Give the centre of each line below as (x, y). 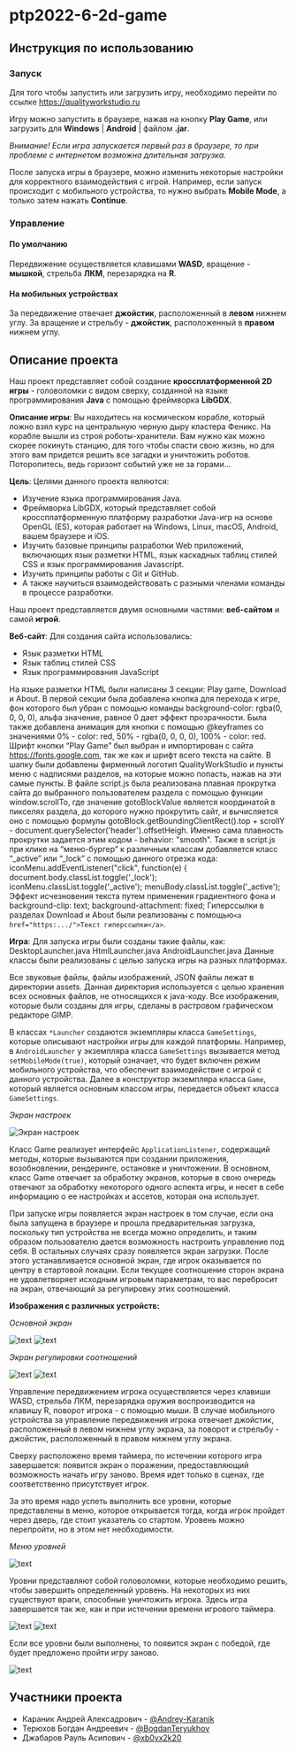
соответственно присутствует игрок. (79, 1484)
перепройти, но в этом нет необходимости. (92, 1529)
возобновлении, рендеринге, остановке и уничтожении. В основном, (140, 1168)
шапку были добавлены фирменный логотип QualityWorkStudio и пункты (146, 765)
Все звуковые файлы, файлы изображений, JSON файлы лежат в (132, 978)
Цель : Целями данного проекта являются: (89, 481)
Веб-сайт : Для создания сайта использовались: (101, 636)
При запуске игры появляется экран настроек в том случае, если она (141, 1214)
